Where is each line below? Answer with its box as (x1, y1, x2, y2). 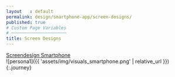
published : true (6, 19, 46, 25)
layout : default (6, 8, 54, 15)
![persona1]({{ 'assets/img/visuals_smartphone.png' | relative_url (6, 58, 162, 65)
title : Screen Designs (6, 36, 61, 41)
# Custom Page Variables (6, 24, 67, 31)
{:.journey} (6, 64, 32, 71)
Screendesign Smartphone (6, 52, 71, 58)
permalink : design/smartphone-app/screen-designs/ (6, 14, 132, 20)
